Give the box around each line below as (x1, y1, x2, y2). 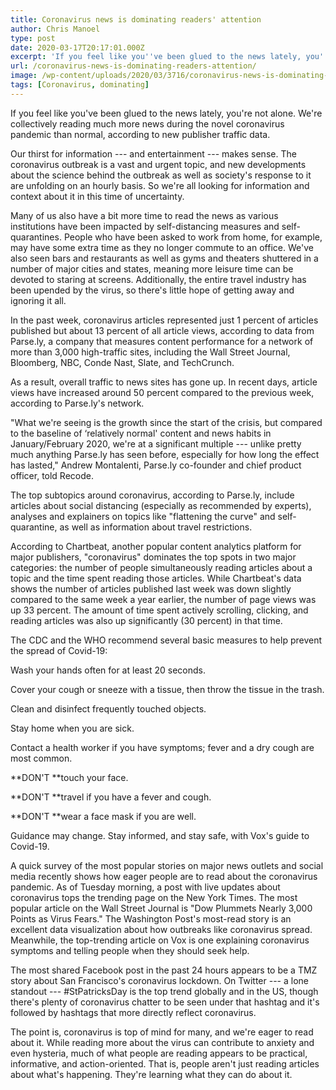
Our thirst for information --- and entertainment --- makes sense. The (10, 147, 297, 160)
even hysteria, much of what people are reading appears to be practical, (10, 1047, 308, 1059)
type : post (10, 33, 56, 43)
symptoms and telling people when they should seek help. (10, 944, 250, 956)
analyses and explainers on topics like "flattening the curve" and (10, 510, 276, 522)
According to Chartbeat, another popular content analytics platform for (10, 540, 302, 552)
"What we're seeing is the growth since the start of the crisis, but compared (10, 416, 323, 428)
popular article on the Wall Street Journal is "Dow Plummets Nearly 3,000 (10, 902, 313, 914)
